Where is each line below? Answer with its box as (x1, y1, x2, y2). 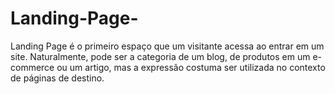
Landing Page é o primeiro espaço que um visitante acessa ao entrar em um (10, 40, 325, 52)
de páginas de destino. (10, 72, 105, 84)
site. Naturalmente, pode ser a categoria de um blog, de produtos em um (10, 50, 311, 62)
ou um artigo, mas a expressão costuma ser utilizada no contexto (56, 61, 326, 73)
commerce (10, 61, 55, 73)
